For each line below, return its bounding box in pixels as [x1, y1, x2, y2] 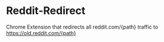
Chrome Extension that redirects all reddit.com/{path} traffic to [6, 23, 158, 30]
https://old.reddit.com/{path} [6, 29, 77, 36]
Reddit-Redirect [6, 4, 86, 17]
